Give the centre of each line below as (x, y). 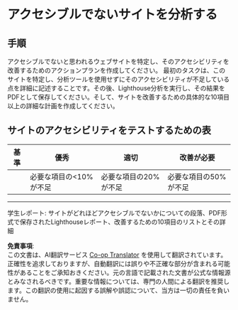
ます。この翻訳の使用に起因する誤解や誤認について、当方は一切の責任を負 (115, 290)
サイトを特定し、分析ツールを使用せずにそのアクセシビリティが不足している (119, 79)
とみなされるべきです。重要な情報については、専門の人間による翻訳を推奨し (119, 281)
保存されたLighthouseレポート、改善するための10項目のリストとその (120, 222)
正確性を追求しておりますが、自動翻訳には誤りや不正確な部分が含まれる (113, 263)
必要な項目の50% (197, 176)
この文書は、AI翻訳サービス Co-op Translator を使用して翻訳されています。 (117, 255)
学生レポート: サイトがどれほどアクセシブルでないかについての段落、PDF (114, 213)
